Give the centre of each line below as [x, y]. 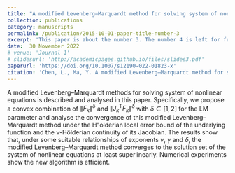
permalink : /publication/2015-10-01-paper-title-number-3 [93, 33]
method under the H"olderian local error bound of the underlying [132, 125]
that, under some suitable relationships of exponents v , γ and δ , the [104, 139]
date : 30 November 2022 [43, 46]
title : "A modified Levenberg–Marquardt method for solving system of [112, 14]
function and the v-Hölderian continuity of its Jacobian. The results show [113, 132]
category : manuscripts [40, 27]
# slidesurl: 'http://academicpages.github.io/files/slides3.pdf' [106, 60]
